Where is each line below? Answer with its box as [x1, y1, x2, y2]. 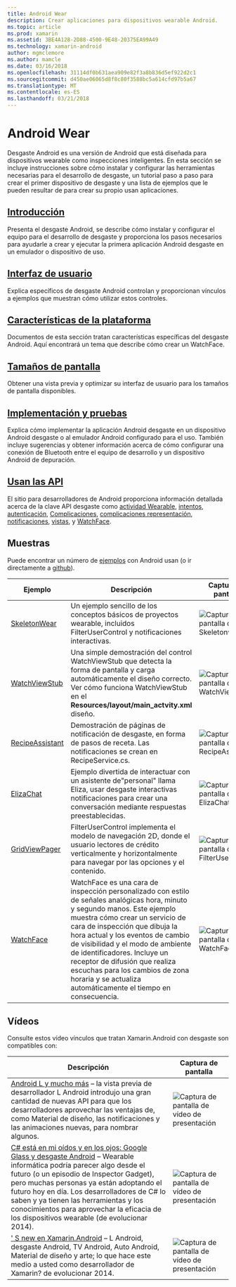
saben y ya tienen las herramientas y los [11, 1196, 144, 1206]
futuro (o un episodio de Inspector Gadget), [11, 1169, 155, 1179]
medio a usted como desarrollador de [11, 1260, 135, 1269]
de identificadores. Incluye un [70, 948, 169, 958]
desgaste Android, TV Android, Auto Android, [11, 1242, 160, 1252]
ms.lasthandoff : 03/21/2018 [7, 96, 90, 103]
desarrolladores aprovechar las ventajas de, [11, 1105, 156, 1115]
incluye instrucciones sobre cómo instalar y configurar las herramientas [7, 163, 216, 172]
